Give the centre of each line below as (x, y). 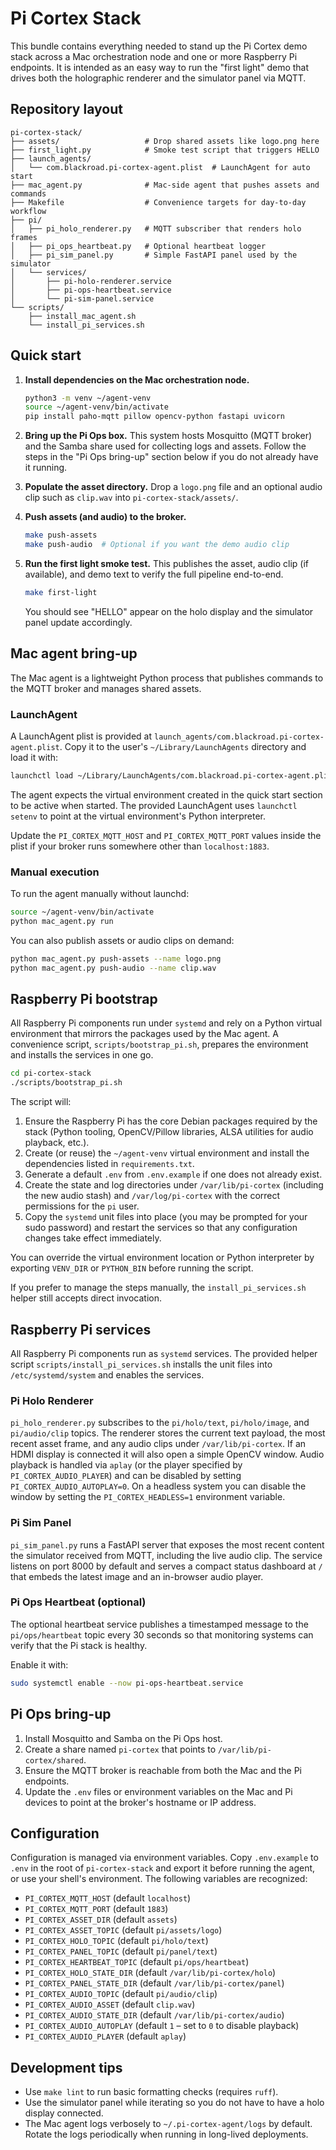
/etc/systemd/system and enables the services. (107, 1374)
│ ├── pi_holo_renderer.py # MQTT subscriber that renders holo (156, 228)
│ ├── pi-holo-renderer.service (91, 281)
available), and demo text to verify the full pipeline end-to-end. (154, 574)
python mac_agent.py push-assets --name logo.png (116, 958)
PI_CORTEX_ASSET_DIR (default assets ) (101, 1919)
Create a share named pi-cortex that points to (120, 1749)
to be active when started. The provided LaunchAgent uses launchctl (154, 805)
